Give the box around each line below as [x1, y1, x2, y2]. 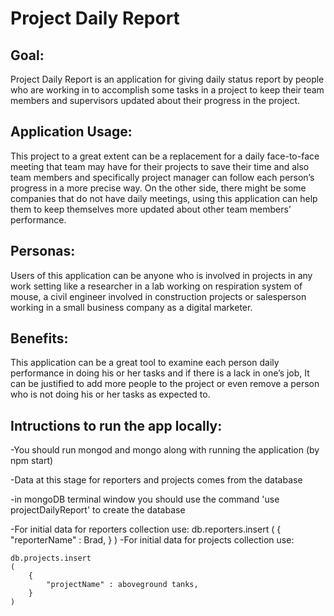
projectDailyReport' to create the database [10, 504, 186, 516]
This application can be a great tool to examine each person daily [10, 357, 280, 369]
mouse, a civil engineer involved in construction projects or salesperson [10, 290, 307, 302]
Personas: [10, 243, 76, 260]
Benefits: [10, 330, 69, 347]
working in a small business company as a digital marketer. [10, 301, 253, 313]
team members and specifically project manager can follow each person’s [10, 171, 315, 183]
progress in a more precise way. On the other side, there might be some [10, 182, 307, 194]
